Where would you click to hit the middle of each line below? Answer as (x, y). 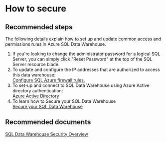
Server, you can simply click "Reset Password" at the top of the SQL (82, 59)
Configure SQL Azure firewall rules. (49, 80)
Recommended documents (48, 122)
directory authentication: (38, 91)
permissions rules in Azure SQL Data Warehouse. (56, 44)
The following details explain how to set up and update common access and (83, 39)
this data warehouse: (34, 75)
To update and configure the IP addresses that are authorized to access (86, 70)
